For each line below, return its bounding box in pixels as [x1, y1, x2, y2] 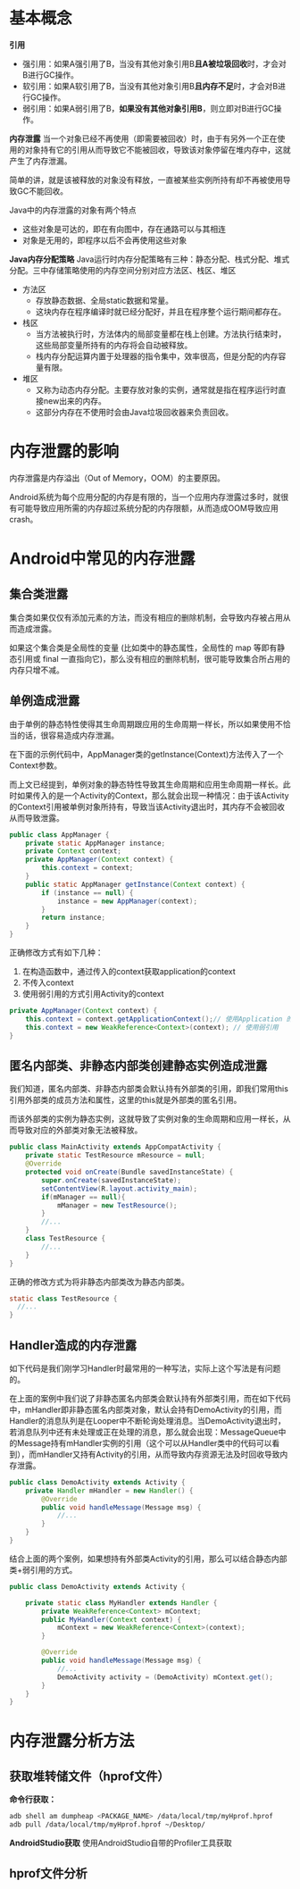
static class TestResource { [9, 1294, 118, 1303]
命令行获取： [9, 1794, 56, 1805]
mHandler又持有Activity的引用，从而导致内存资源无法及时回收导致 [36, 1449, 280, 1459]
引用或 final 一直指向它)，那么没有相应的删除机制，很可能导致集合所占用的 [16, 653, 291, 664]
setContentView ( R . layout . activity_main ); [41, 1184, 198, 1193]
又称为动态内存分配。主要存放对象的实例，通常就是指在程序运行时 [35, 384, 279, 395]
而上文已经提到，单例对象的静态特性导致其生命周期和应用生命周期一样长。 [9, 779, 283, 790]
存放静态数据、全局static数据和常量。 [35, 295, 174, 305]
